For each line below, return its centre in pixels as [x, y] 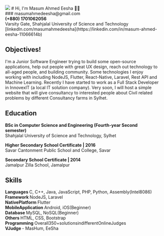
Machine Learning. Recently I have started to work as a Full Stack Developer [82, 82]
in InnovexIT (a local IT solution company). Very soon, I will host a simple [78, 87]
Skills [13, 180]
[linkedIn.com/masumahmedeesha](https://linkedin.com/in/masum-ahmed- [81, 29]
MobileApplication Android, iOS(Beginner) [48, 208]
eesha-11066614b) [24, 34]
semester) [16, 130]
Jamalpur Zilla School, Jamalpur [37, 165]
